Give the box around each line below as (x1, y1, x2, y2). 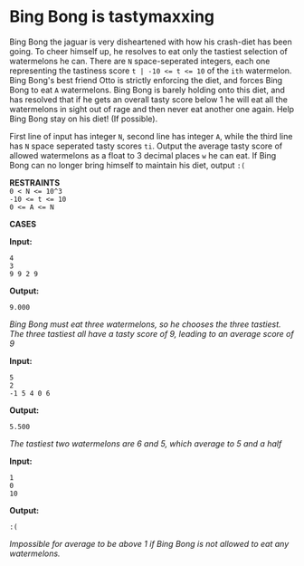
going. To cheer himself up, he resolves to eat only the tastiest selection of (9, 45, 288, 56)
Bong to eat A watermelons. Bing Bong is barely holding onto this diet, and (9, 84, 285, 95)
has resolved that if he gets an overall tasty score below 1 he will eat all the (9, 93, 288, 105)
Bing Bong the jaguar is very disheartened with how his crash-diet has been (9, 36, 292, 47)
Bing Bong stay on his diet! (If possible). (9, 113, 158, 124)
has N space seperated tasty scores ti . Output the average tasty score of (9, 140, 283, 151)
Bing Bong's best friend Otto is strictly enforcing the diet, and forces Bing (9, 74, 283, 85)
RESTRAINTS (9, 177, 61, 187)
